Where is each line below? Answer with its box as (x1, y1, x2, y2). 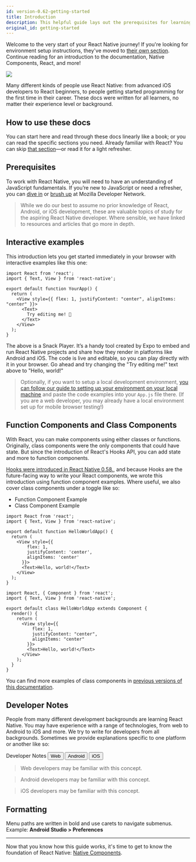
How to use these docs (6, 118, 91, 128)
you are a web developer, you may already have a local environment (20, 397, 184, 404)
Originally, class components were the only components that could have (6, 442, 180, 449)
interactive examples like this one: (6, 259, 87, 266)
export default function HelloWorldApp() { (6, 528, 114, 534)
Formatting (6, 804, 47, 814)
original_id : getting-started (6, 25, 80, 31)
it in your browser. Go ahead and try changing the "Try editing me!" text (6, 360, 178, 368)
